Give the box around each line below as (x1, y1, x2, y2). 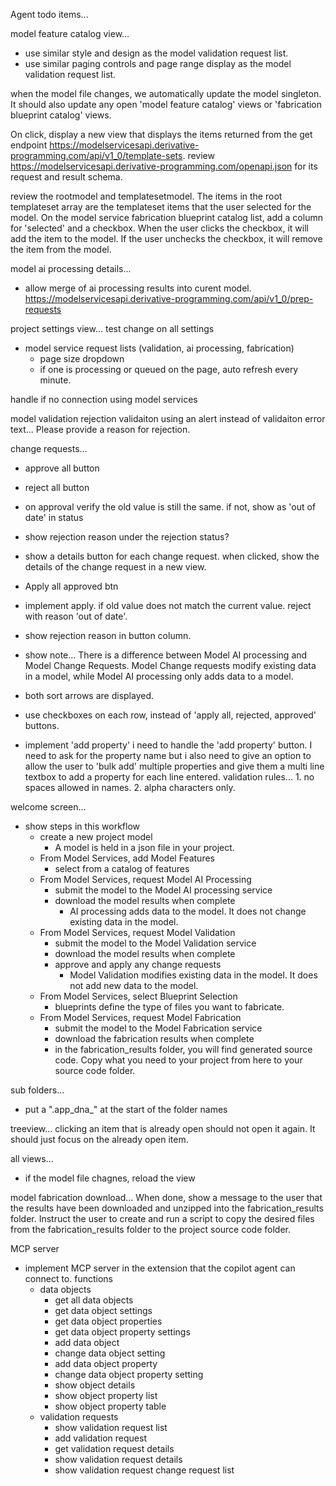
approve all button (24, 462, 100, 474)
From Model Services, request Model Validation (39, 927, 236, 938)
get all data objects (54, 1294, 134, 1306)
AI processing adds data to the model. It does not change (69, 905, 307, 917)
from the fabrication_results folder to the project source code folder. (10, 1224, 291, 1235)
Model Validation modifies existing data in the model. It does (69, 969, 318, 981)
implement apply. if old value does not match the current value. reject (24, 600, 312, 611)
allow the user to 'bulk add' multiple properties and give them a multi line (24, 760, 325, 772)
